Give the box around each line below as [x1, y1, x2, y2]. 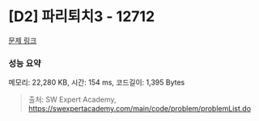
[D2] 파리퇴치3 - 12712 [8, 7, 155, 26]
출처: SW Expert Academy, [28, 94, 117, 105]
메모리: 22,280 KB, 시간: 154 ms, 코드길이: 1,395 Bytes [8, 77, 185, 87]
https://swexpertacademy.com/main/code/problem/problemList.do [28, 104, 252, 114]
